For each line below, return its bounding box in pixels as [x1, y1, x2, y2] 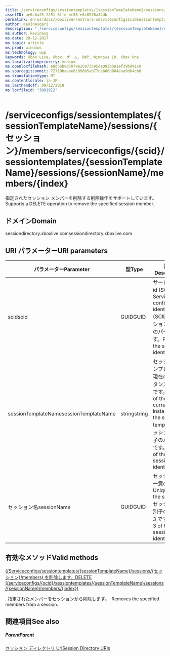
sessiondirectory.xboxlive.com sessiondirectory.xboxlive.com [5, 230, 133, 237]
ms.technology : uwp [5, 50, 47, 55]
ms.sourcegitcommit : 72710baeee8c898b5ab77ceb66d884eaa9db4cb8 [5, 69, 142, 74]
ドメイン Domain [5, 216, 57, 225]
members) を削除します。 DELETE [22, 574, 92, 580]
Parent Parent [5, 632, 34, 638]
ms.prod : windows [5, 45, 42, 50]
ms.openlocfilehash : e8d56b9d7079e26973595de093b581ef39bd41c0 [5, 64, 142, 69]
